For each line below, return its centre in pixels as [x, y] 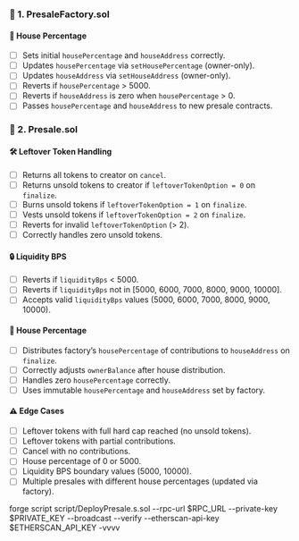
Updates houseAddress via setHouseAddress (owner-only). [126, 76]
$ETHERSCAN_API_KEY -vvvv [65, 528]
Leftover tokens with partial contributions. [99, 441]
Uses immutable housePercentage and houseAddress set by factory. [144, 390]
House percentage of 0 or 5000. [82, 461]
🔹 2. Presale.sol [44, 130]
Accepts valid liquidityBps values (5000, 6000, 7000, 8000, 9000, [146, 300]
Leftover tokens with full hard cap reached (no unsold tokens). [137, 431]
